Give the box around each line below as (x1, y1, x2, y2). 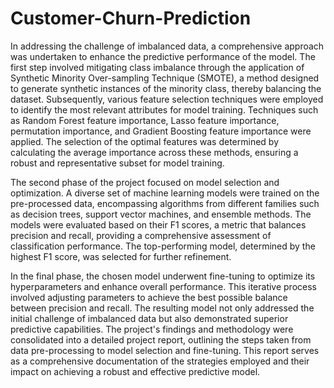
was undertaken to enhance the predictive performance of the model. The (10, 50, 316, 62)
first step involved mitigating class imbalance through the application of (10, 61, 305, 73)
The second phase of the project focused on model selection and (10, 176, 280, 188)
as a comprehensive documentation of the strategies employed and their (10, 355, 310, 367)
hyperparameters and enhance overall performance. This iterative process (10, 280, 317, 292)
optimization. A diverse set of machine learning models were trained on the (10, 187, 320, 199)
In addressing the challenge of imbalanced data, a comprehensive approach (10, 40, 325, 52)
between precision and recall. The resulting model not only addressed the (10, 302, 315, 314)
